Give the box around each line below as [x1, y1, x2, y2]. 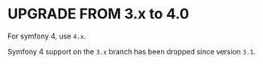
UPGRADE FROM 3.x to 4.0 [7, 5, 190, 23]
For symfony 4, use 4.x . [7, 31, 86, 41]
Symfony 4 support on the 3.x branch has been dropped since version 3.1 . [7, 46, 257, 56]
